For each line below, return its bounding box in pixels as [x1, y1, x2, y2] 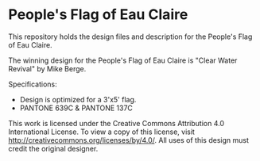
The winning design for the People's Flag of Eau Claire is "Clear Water [8, 56, 238, 65]
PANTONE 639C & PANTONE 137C [19, 103, 134, 113]
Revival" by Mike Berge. [8, 63, 87, 73]
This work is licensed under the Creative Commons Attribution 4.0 [8, 118, 225, 128]
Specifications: [8, 79, 57, 89]
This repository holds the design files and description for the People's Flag [8, 32, 253, 41]
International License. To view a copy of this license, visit [8, 127, 195, 136]
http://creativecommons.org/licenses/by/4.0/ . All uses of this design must [8, 135, 249, 144]
